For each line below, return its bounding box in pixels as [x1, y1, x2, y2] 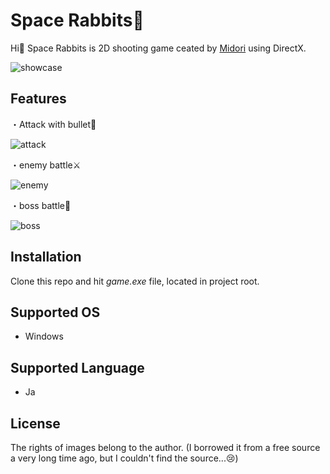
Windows [24, 330, 64, 343]
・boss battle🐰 [10, 199, 72, 211]
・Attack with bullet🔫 [10, 118, 97, 130]
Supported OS [10, 304, 101, 321]
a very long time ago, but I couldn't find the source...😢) [10, 452, 239, 464]
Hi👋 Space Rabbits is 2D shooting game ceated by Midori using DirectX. [10, 42, 307, 54]
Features [10, 90, 67, 108]
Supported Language [10, 359, 145, 376]
